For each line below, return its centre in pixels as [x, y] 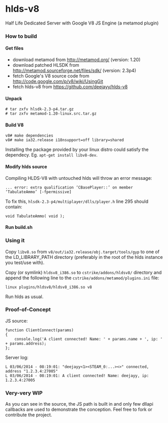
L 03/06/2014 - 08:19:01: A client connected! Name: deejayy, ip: [77, 376]
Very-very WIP [24, 393]
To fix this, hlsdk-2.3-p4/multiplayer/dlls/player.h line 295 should [77, 201]
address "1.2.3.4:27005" [32, 371]
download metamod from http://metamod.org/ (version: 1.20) [77, 60]
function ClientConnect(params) [39, 330]
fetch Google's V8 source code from [51, 76]
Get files [15, 48]
